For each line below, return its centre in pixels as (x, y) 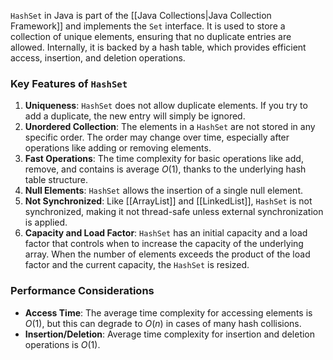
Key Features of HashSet (69, 83)
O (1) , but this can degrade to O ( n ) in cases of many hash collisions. (163, 323)
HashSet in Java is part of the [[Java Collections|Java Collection (141, 15)
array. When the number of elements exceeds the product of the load (167, 254)
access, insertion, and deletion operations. (98, 58)
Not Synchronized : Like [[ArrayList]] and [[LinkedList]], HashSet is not (168, 201)
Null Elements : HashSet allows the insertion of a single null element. (164, 191)
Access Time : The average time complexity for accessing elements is (168, 312)
